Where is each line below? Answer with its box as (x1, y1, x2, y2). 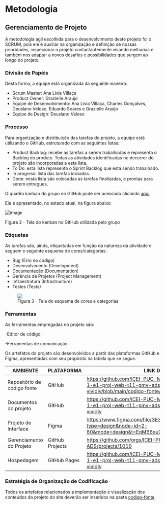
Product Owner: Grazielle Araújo (12, 95, 78, 102)
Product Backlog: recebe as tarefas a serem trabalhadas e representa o (12, 149, 157, 155)
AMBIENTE (12, 367, 38, 374)
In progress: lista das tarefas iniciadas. (12, 170, 90, 176)
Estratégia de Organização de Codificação (5, 478, 108, 485)
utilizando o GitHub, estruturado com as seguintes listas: (5, 140, 120, 146)
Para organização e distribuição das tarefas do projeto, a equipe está (5, 135, 145, 141)
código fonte (7, 385, 37, 392)
